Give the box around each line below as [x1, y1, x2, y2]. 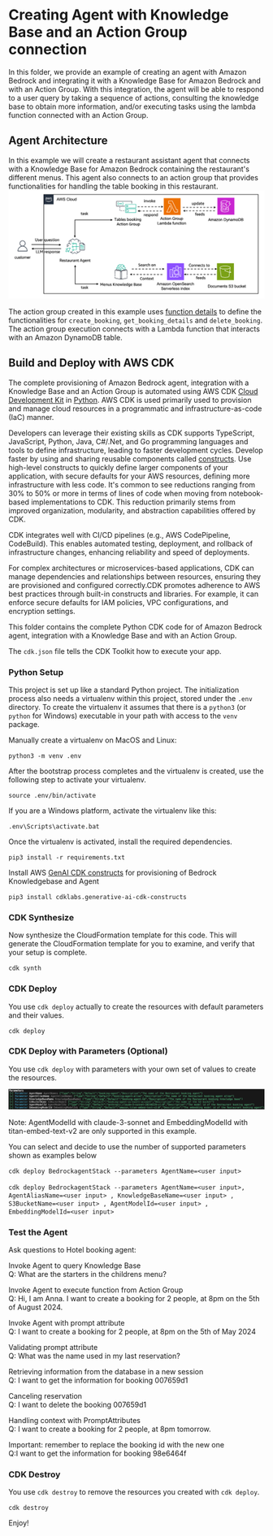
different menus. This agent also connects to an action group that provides [8, 172, 258, 182]
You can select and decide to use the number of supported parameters [8, 1141, 246, 1151]
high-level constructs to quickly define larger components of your [8, 462, 229, 472]
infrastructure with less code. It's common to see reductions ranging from [8, 479, 256, 489]
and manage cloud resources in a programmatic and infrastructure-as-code [8, 404, 262, 413]
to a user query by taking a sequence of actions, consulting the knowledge [8, 93, 259, 102]
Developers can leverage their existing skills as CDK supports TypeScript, [8, 428, 255, 438]
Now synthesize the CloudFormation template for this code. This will [8, 930, 237, 940]
